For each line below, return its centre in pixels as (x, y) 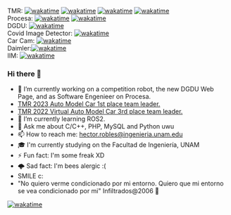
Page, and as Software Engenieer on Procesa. (84, 97)
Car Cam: (21, 41)
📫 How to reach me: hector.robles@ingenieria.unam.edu (100, 134)
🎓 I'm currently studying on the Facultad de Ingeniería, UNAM (108, 145)
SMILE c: (30, 176)
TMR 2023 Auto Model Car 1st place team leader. (89, 104)
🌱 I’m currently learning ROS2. (61, 119)
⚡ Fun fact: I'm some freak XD (61, 155)
